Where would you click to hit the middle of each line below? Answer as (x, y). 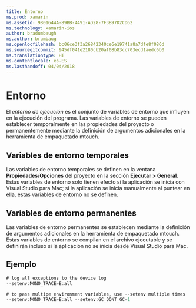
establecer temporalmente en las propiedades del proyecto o (80, 124)
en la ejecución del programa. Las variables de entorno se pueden (86, 118)
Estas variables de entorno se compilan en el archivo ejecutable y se (89, 240)
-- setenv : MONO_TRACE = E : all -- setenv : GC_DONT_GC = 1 (68, 300)
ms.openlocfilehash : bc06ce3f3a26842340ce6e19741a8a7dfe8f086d (85, 45)
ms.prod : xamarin (27, 17)
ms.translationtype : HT (35, 55)
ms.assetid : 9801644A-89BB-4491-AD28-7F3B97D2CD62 (69, 22)
